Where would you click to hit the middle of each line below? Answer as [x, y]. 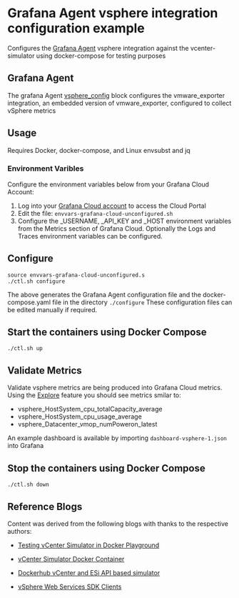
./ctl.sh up [25, 349]
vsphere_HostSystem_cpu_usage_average [80, 417]
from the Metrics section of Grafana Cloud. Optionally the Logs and [117, 228]
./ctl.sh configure [36, 281]
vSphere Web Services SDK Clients [70, 587]
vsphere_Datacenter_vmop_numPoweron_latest [87, 424]
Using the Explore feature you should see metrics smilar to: [95, 395]
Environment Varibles [46, 169]
